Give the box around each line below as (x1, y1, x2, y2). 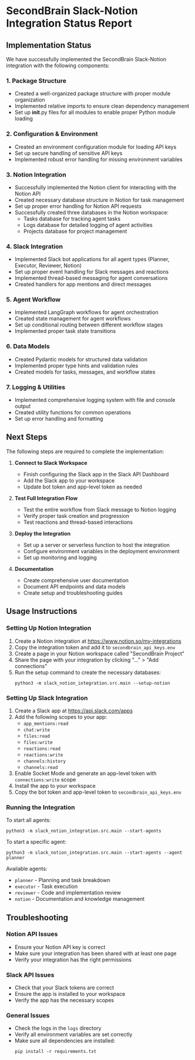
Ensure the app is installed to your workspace (14, 990, 126, 998)
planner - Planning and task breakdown (14, 877, 110, 884)
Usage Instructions (6, 606, 78, 616)
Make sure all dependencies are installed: (14, 1037, 116, 1044)
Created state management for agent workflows (14, 315, 131, 322)
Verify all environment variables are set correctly (14, 1031, 133, 1038)
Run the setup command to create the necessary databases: (14, 669, 162, 676)
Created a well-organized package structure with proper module (14, 90, 171, 97)
